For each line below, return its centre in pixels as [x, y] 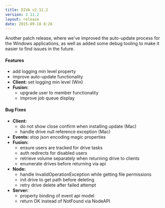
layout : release [22, 19]
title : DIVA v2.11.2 [27, 10]
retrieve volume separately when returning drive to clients [79, 158]
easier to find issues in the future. [40, 49]
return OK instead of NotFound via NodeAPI [65, 201]
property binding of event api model [57, 195]
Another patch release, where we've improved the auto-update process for [83, 38]
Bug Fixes [16, 110]
